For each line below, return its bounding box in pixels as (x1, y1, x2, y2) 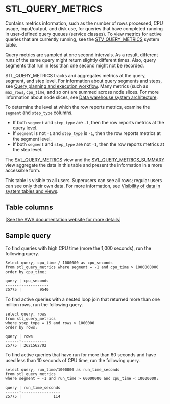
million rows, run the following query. (5, 301, 83, 307)
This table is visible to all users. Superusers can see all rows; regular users (5, 177, 162, 183)
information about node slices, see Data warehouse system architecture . (5, 94, 158, 100)
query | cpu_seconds (5, 278, 50, 283)
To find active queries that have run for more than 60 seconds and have (5, 351, 157, 358)
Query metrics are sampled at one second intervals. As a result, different (5, 52, 158, 58)
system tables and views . (5, 188, 59, 194)
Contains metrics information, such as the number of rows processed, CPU (5, 20, 163, 26)
